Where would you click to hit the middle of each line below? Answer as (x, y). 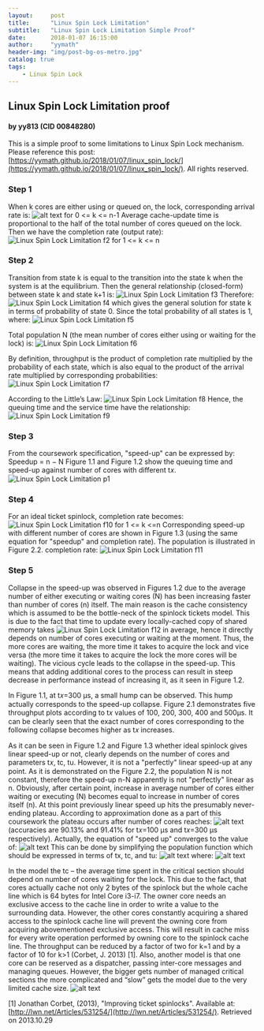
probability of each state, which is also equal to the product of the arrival (126, 367)
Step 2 (21, 260)
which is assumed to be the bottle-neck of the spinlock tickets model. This (129, 613)
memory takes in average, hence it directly (131, 629)
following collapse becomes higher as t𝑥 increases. (91, 730)
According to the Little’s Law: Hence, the (126, 398)
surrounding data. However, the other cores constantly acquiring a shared (128, 913)
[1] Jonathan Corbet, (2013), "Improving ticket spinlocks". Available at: (122, 1003)
